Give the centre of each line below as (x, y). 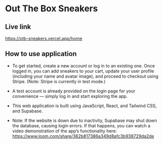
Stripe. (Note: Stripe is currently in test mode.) (59, 81)
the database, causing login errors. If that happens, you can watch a (81, 125)
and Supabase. (27, 111)
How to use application (41, 54)
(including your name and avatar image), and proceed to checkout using (85, 76)
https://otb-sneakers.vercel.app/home (44, 38)
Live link (18, 27)
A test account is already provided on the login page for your (74, 91)
